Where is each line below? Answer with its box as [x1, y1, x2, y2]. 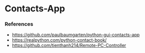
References [4, 21, 33, 28]
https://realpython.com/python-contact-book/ [11, 37, 107, 43]
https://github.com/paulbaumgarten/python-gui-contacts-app [11, 32, 140, 38]
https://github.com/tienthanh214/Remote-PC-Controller [11, 43, 126, 49]
